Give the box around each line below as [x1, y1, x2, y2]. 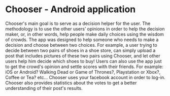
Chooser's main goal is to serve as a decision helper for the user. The [5, 20, 151, 26]
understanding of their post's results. [5, 85, 83, 91]
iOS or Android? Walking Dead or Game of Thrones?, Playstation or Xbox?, [5, 69, 161, 75]
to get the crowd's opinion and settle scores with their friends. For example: [5, 63, 163, 70]
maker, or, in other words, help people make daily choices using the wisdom [5, 31, 164, 37]
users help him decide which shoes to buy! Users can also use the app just [5, 58, 162, 64]
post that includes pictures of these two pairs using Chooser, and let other [5, 52, 161, 59]
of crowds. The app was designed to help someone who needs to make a [5, 37, 159, 43]
